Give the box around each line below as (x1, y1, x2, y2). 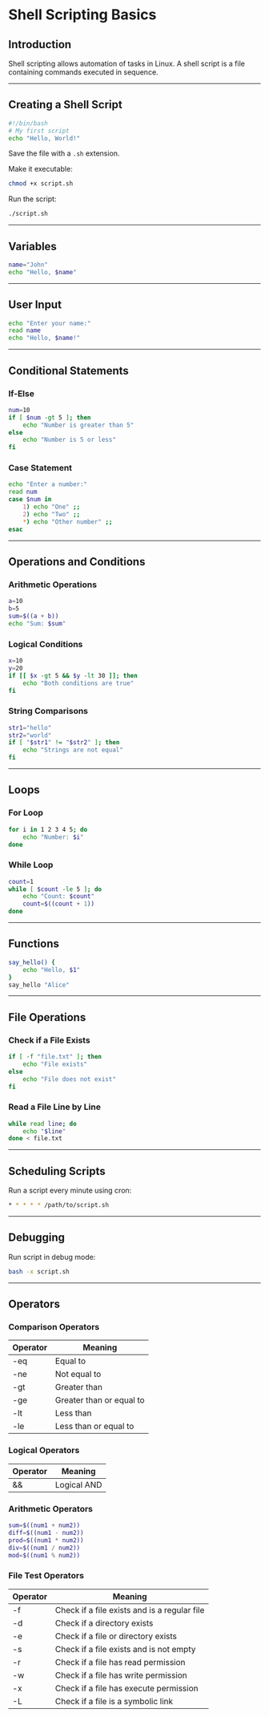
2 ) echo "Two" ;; (22, 510, 81, 518)
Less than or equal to (54, 1421, 134, 1432)
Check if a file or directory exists (54, 1630, 178, 1642)
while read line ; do (8, 1120, 78, 1128)
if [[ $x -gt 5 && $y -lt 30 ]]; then (8, 671, 138, 679)
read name (8, 326, 42, 334)
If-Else (8, 387, 34, 399)
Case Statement (8, 463, 73, 474)
